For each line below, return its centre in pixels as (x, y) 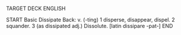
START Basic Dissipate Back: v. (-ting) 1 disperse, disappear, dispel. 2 (90, 20)
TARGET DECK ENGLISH (36, 8)
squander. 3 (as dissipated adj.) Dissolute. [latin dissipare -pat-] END (90, 26)
